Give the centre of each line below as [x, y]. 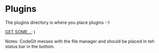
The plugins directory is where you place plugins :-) [57, 22]
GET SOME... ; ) [20, 32]
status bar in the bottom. [30, 46]
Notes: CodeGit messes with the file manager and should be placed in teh [80, 41]
